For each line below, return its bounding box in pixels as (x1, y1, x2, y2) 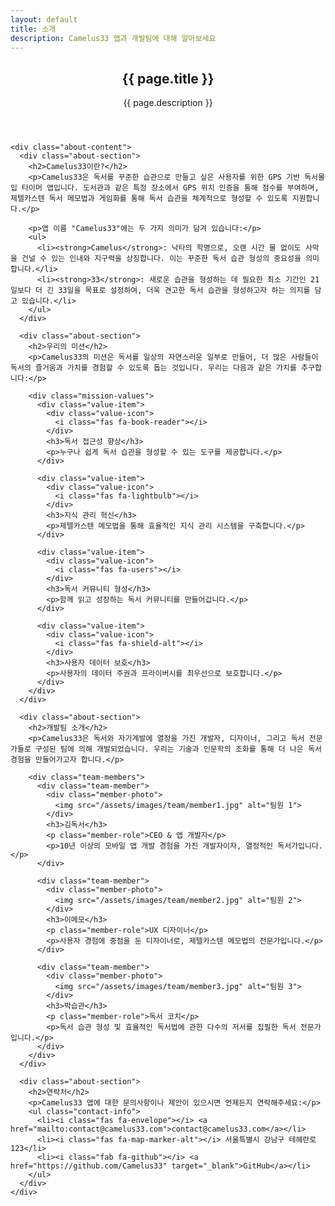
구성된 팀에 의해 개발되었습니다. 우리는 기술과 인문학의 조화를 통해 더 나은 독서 (34, 744, 322, 755)
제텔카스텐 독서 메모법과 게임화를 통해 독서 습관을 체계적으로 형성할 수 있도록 (10, 194, 288, 204)
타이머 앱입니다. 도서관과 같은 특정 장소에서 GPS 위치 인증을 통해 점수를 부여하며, (21, 183, 320, 193)
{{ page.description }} (123, 97, 213, 109)
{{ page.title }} (121, 70, 215, 87)
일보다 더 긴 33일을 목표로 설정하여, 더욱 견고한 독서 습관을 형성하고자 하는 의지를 (10, 286, 311, 296)
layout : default (10, 14, 78, 25)
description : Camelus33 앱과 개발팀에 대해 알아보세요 (10, 33, 217, 43)
